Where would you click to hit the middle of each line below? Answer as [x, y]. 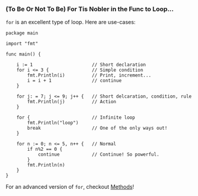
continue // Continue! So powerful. [99, 155]
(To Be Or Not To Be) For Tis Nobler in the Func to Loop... [90, 9]
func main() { [23, 54]
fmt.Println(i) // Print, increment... [89, 75]
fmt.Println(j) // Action [72, 102]
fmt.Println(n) [46, 165]
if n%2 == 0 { [45, 150]
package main [22, 33]
